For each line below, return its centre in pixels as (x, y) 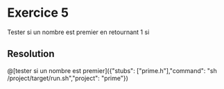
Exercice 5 (38, 13)
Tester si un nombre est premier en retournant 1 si (78, 32)
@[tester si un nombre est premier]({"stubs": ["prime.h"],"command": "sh (112, 70)
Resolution (31, 54)
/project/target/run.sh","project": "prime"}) (68, 78)
